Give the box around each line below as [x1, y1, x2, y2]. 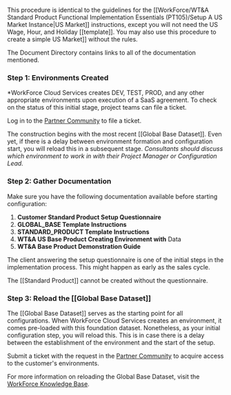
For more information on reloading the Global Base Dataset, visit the [7, 372, 200, 381]
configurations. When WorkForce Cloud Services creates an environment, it [7, 316, 222, 325]
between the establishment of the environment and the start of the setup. [7, 338, 216, 347]
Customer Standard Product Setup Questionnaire [17, 213, 162, 221]
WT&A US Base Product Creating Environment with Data [17, 234, 181, 243]
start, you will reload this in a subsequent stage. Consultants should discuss [7, 145, 223, 153]
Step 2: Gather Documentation [7, 176, 112, 186]
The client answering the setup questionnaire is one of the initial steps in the [7, 255, 224, 264]
